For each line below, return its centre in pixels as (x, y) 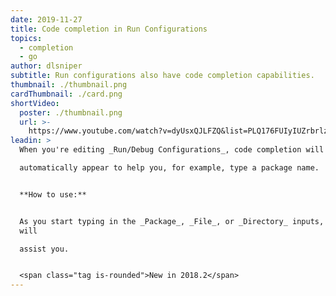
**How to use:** (53, 194)
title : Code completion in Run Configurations (109, 29)
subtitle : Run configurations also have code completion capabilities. (162, 76)
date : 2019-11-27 (46, 19)
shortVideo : (35, 103)
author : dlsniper (46, 66)
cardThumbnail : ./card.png (66, 94)
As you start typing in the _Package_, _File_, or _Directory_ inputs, (172, 221)
